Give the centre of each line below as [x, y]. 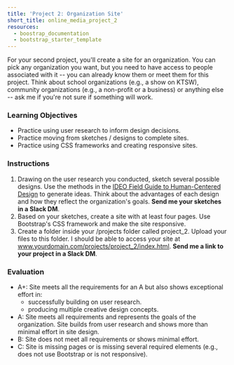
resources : [23, 27]
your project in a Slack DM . [57, 253]
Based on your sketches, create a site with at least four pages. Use [114, 216]
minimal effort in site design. [58, 332]
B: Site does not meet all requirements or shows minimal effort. [108, 339]
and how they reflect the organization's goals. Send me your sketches [119, 201]
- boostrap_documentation [51, 33]
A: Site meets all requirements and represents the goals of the [106, 317]
